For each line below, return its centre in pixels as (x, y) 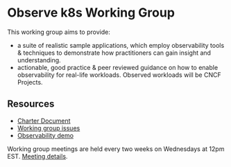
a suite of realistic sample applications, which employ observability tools (121, 45)
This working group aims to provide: (59, 32)
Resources (31, 104)
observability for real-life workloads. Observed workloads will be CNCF (119, 75)
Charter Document (44, 121)
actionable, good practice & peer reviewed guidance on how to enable (118, 67)
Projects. (30, 82)
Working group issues (49, 128)
